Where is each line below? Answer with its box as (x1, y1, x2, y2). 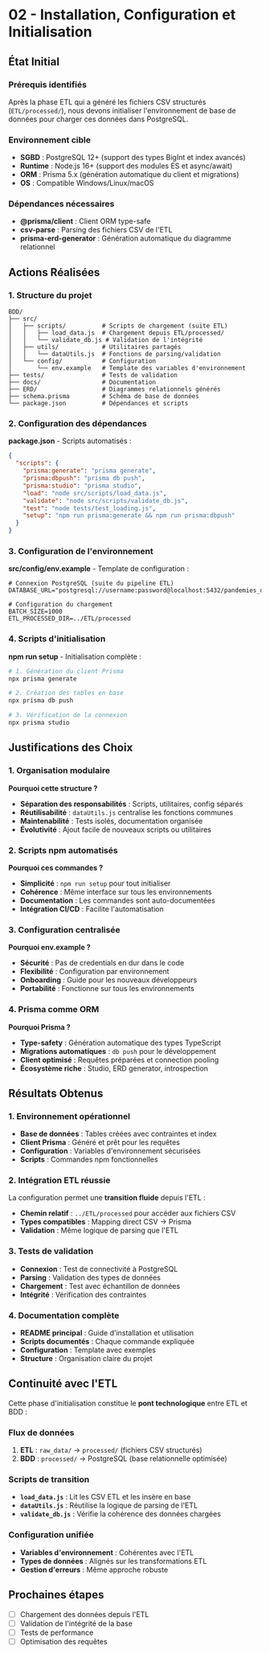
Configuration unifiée (8, 1529, 94, 1541)
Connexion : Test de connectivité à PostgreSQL (19, 1264, 178, 1273)
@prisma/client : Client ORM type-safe (19, 216, 151, 226)
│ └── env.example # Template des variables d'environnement (8, 364, 247, 372)
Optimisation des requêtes (19, 1636, 108, 1646)
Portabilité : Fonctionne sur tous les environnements (19, 984, 194, 994)
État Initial (8, 55, 60, 68)
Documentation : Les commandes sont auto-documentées (19, 895, 215, 905)
